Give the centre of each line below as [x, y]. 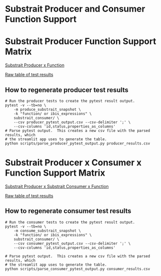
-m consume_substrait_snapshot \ [47, 231]
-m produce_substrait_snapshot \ [47, 109]
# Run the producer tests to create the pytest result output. [70, 101]
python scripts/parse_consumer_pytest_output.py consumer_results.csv [78, 269]
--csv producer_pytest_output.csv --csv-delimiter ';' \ [72, 122]
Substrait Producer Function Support [80, 41]
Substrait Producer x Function [35, 65]
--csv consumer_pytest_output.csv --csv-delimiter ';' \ [72, 244]
